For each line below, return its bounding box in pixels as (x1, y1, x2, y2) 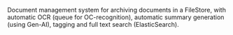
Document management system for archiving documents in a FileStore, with (7, 6, 226, 14)
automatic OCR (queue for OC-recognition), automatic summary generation (7, 13, 225, 21)
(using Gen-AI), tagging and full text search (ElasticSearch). (7, 21, 180, 28)
